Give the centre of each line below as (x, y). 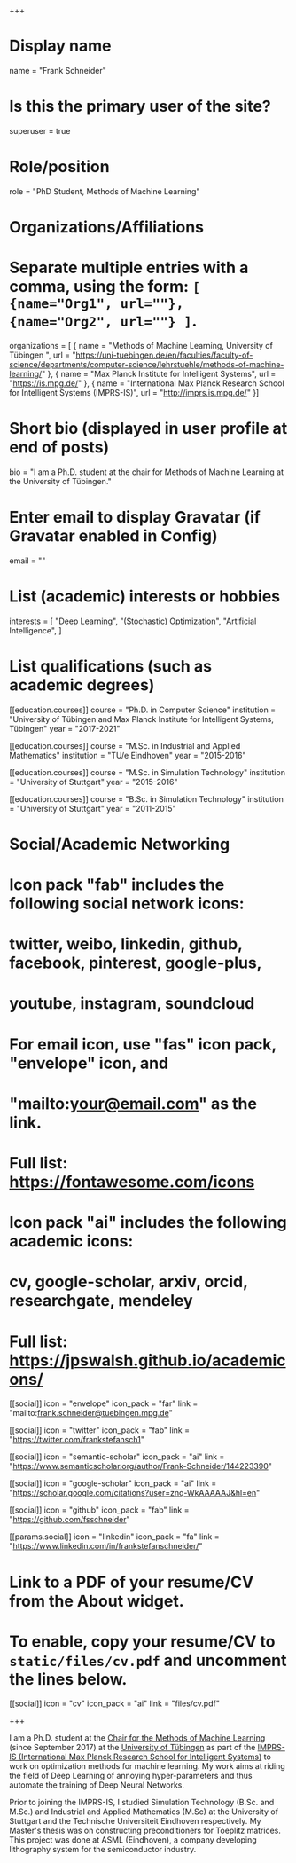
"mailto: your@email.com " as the (133, 1103)
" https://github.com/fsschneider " (70, 1520)
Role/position (59, 167)
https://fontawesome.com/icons (132, 1182)
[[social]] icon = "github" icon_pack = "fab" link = (99, 1510)
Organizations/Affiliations (107, 227)
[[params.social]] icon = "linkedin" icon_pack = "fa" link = (114, 1537)
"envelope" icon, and (89, 1063)
